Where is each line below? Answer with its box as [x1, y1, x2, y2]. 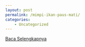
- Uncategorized [14, 21, 49, 27]
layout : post [5, 7, 33, 13]
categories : [5, 17, 30, 22]
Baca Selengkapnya [5, 36, 47, 42]
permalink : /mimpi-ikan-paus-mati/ [5, 12, 80, 17]
